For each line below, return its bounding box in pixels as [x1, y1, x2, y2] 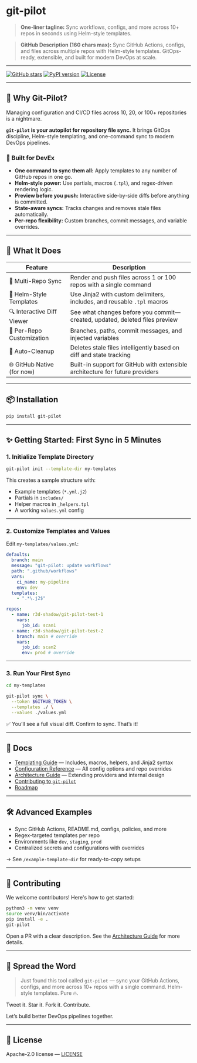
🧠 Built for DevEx [6, 154, 55, 162]
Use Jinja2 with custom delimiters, [70, 290, 165, 298]
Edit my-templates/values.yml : [6, 540, 79, 548]
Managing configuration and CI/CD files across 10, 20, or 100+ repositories [6, 109, 187, 116]
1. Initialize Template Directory [6, 452, 94, 461]
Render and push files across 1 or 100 [70, 273, 176, 281]
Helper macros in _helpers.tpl [14, 501, 90, 508]
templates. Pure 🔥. [33, 989, 79, 997]
